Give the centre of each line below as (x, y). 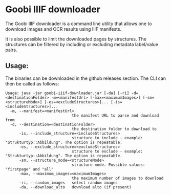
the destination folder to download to (114, 129)
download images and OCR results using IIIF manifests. (63, 29)
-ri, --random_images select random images (68, 183)
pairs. (11, 50)
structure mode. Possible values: (108, 165)
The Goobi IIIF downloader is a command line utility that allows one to (79, 24)
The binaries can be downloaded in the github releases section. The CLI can (86, 78)
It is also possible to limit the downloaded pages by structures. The (76, 39)
